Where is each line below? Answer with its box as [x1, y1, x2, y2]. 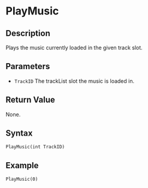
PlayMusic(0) [5, 176, 38, 183]
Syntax [5, 128, 33, 139]
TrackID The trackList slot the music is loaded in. [14, 77, 135, 85]
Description [5, 28, 50, 38]
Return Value [5, 95, 55, 105]
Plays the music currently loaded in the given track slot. [5, 44, 143, 51]
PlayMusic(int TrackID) [5, 144, 65, 150]
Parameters [5, 61, 50, 71]
